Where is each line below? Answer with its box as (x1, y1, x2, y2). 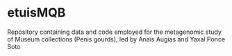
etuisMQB (7, 5, 66, 21)
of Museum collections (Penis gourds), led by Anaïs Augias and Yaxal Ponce (7, 35, 226, 43)
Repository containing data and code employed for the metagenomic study (7, 28, 222, 36)
